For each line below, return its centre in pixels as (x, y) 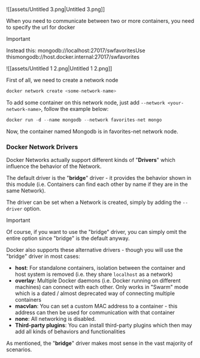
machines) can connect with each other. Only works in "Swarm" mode (101, 287)
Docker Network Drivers (42, 147)
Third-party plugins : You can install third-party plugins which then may (103, 325)
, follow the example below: (75, 109)
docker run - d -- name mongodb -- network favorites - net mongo (84, 120)
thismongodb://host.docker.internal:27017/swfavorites (73, 57)
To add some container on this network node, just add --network (86, 103)
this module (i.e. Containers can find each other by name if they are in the (97, 184)
